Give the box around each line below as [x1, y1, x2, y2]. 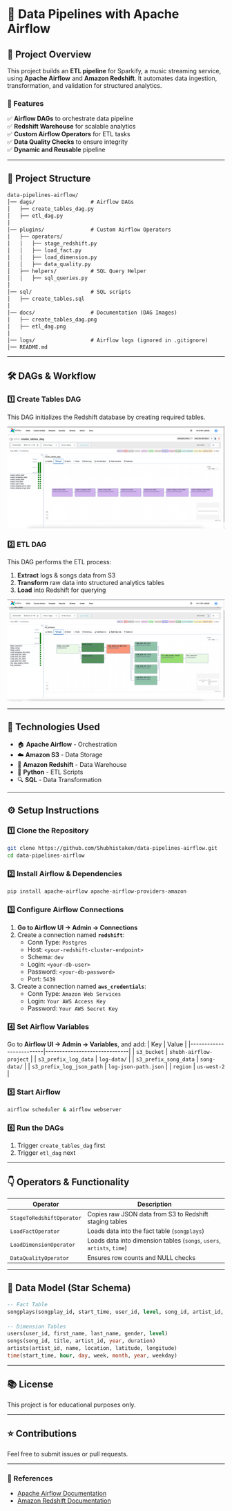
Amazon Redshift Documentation [17, 1496, 112, 1505]
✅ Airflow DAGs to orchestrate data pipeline [7, 114, 133, 123]
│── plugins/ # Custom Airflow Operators [7, 226, 171, 234]
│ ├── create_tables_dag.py [7, 205, 95, 213]
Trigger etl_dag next [17, 1149, 76, 1157]
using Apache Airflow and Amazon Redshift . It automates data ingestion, [7, 74, 217, 82]
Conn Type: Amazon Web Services [27, 989, 122, 998]
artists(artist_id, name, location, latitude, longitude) [7, 1345, 177, 1352]
